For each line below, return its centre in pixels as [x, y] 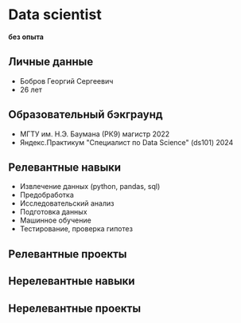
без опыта [26, 37]
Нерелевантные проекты [75, 308]
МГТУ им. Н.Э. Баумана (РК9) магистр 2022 [95, 134]
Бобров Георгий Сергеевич [66, 81]
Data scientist [55, 15]
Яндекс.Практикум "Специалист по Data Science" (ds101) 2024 [126, 142]
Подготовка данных [53, 212]
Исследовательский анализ [67, 203]
